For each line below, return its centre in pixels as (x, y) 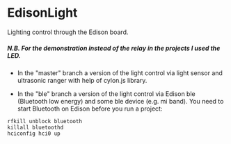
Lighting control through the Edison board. (68, 32)
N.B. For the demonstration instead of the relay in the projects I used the (114, 48)
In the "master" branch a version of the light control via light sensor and (120, 73)
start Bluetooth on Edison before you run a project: (90, 109)
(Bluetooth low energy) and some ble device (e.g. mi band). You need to (120, 101)
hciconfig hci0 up (34, 134)
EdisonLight (42, 13)
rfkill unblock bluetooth (45, 121)
